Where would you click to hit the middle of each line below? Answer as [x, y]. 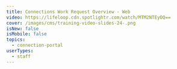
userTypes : [20, 51]
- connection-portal [37, 46]
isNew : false [23, 28]
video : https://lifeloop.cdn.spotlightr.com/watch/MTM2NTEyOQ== [88, 17]
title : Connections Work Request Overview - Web [68, 12]
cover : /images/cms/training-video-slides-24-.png [71, 23]
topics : [16, 40]
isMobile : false [26, 34]
